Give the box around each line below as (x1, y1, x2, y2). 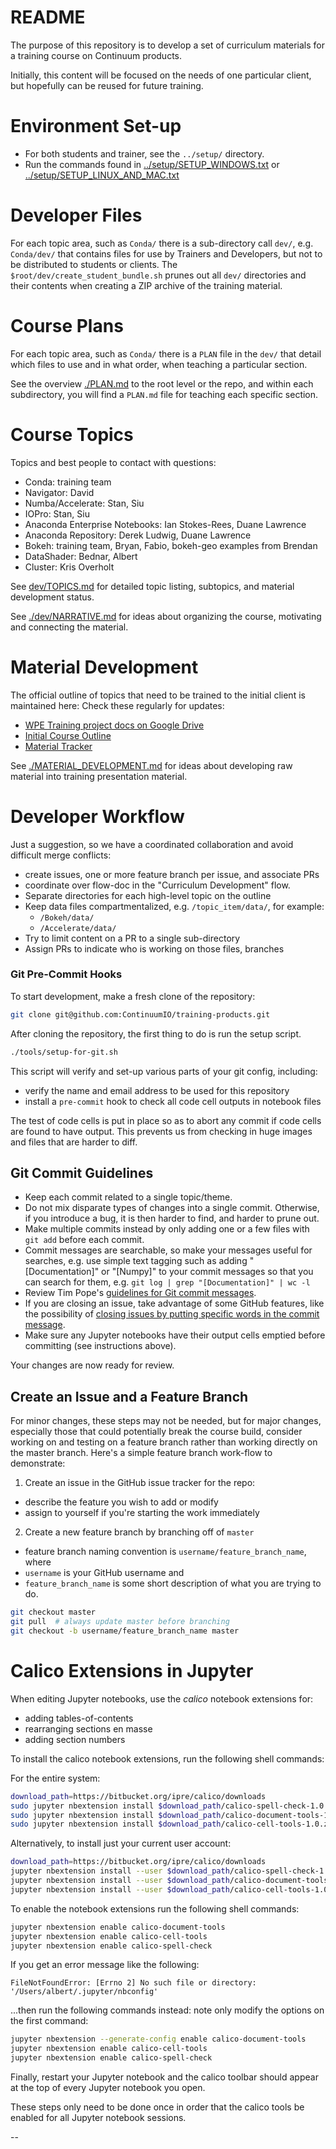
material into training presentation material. (10, 770, 188, 782)
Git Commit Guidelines (10, 1165, 154, 1181)
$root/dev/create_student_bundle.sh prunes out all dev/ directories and (10, 269, 307, 281)
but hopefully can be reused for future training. (10, 79, 204, 91)
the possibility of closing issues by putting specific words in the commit (24, 1308, 320, 1320)
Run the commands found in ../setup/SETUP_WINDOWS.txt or (24, 158, 280, 170)
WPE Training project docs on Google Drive (24, 719, 205, 731)
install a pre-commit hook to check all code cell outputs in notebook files (24, 1095, 322, 1107)
